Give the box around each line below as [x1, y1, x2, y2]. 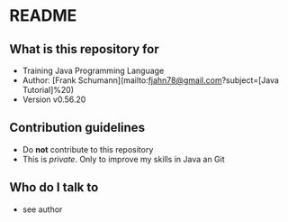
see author [22, 204, 63, 215]
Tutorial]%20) [22, 85, 75, 95]
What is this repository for [9, 42, 159, 57]
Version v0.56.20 [22, 94, 86, 105]
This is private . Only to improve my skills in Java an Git [22, 153, 225, 164]
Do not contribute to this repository [22, 143, 154, 154]
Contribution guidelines [9, 120, 146, 135]
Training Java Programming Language [22, 65, 165, 76]
